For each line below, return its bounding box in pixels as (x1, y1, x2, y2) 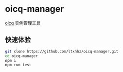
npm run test (5, 62, 32, 68)
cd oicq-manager (5, 54, 38, 58)
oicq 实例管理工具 (5, 20, 41, 26)
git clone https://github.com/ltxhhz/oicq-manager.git (5, 49, 119, 54)
